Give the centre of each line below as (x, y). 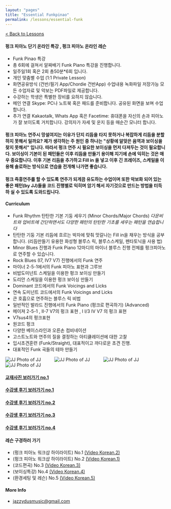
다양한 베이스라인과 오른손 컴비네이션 (49, 330)
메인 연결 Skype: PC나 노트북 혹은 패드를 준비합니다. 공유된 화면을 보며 (83, 103)
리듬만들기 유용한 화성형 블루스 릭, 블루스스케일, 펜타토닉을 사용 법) (96, 241)
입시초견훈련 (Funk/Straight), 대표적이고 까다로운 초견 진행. (72, 343)
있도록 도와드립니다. (40, 192)
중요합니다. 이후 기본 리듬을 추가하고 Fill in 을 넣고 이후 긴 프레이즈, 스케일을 (85, 160)
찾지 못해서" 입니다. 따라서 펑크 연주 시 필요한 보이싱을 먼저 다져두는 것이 (77, 148)
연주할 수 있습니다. (36, 254)
